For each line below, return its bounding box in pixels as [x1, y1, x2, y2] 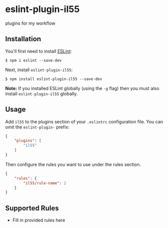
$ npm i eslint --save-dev [5, 58, 62, 63]
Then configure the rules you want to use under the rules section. [5, 161, 141, 167]
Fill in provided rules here [12, 217, 65, 223]
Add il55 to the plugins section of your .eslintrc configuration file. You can [5, 118, 163, 124]
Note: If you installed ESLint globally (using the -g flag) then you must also [5, 85, 159, 91]
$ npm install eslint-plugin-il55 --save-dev [5, 77, 102, 82]
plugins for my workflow [5, 20, 55, 26]
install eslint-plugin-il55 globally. [5, 91, 78, 97]
